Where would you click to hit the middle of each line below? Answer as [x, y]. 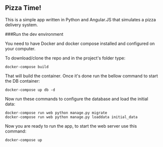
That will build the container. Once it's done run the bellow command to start [81, 76]
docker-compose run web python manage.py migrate [56, 113]
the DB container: [23, 81]
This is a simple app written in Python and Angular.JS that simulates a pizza [81, 19]
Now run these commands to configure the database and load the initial [77, 99]
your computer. [20, 48]
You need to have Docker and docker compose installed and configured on [80, 44]
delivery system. [22, 25]
